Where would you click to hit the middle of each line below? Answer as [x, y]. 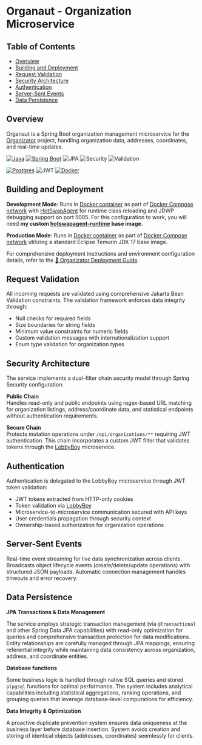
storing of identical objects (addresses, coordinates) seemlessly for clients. [100, 735]
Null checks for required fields [53, 318]
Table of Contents [41, 47]
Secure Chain [24, 428]
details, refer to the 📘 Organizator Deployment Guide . [73, 260]
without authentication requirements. [52, 416]
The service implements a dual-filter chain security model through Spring [98, 378]
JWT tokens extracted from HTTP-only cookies [74, 499]
